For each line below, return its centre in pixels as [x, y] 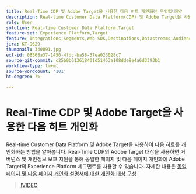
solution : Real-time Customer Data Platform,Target [70, 28]
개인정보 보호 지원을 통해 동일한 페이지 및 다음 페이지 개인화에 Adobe [106, 159]
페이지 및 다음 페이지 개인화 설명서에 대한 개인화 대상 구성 [71, 174]
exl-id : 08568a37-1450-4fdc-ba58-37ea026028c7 [64, 55]
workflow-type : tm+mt [32, 66]
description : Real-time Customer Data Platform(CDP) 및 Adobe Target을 [94, 17]
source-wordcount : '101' [36, 71]
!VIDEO [29, 185]
